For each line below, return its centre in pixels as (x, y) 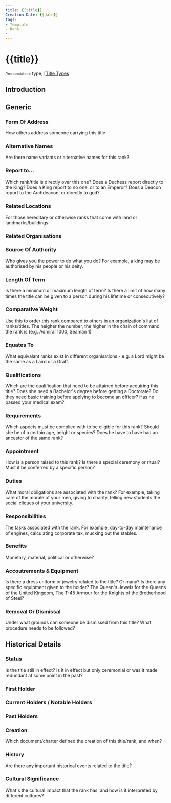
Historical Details (33, 644)
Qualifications (23, 375)
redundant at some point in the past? (44, 676)
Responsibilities (26, 516)
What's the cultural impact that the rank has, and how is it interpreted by (81, 790)
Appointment (22, 451)
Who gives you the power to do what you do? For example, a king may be (83, 261)
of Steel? (15, 598)
